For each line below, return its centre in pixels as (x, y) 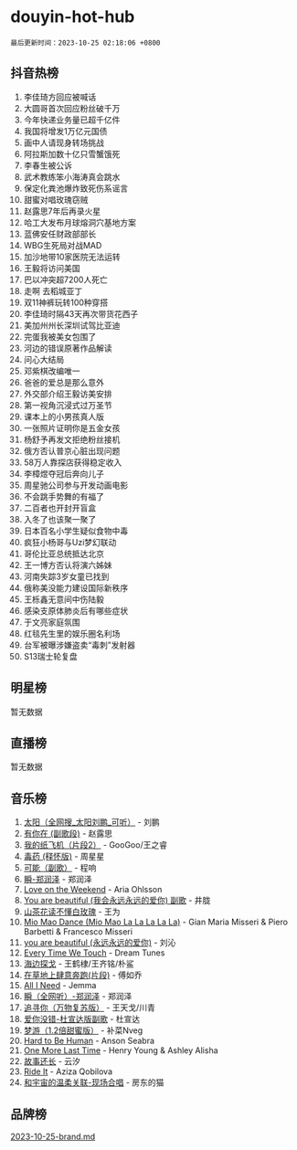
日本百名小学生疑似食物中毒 (76, 531)
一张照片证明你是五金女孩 (72, 427)
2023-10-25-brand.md (53, 1136)
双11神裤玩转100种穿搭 (66, 302)
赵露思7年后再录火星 (62, 211)
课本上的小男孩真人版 (64, 417)
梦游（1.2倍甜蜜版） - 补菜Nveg (83, 1030)
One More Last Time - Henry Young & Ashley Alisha (121, 1050)
